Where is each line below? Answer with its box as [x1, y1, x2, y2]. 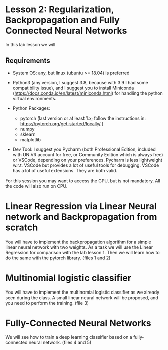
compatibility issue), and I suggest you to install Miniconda [12, 85, 134, 91]
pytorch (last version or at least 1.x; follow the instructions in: [20, 115, 146, 121]
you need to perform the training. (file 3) [5, 300, 89, 306]
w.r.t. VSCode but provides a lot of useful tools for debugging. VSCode [12, 162, 159, 168]
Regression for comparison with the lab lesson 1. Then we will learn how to [5, 249, 160, 255]
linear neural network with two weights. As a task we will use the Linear [5, 244, 153, 250]
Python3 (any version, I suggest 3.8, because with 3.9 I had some [12, 79, 148, 85]
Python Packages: [12, 105, 50, 111]
